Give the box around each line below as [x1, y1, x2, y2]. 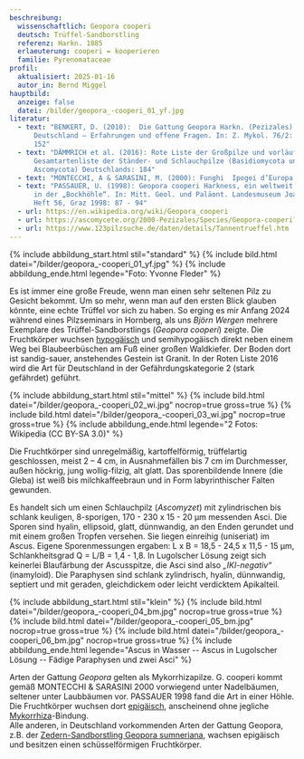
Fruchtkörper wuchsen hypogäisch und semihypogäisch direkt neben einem [9, 333, 294, 344]
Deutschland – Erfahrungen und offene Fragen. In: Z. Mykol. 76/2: [33, 131, 294, 140]
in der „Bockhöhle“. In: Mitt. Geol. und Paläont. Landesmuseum [33, 190, 281, 199]
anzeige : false [17, 97, 75, 107]
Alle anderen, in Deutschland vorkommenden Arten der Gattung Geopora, [9, 719, 283, 730]
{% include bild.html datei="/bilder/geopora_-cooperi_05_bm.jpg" [9, 615, 254, 626]
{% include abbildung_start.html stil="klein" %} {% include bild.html [9, 596, 262, 607]
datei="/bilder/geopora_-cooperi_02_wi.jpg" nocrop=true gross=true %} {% [9, 399, 292, 410]
